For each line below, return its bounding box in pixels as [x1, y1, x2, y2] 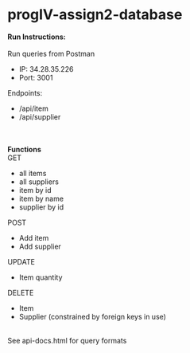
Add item [18, 233, 49, 242]
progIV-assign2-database [7, 6, 183, 24]
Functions [7, 144, 41, 154]
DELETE [7, 288, 34, 297]
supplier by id [18, 202, 64, 212]
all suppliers [18, 177, 59, 186]
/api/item [18, 104, 48, 113]
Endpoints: [7, 88, 43, 97]
